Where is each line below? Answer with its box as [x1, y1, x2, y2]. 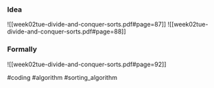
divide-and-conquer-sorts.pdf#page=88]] [7, 27, 126, 35]
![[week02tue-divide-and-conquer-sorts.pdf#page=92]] [7, 60, 167, 68]
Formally [7, 44, 38, 54]
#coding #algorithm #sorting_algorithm [7, 73, 118, 81]
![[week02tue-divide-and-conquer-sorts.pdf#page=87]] [7, 20, 167, 29]
